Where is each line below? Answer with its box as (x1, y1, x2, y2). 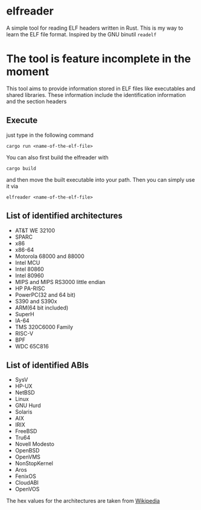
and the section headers (6, 98, 67, 105)
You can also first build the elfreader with (6, 153, 109, 161)
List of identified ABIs (6, 360, 89, 370)
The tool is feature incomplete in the (6, 52, 191, 66)
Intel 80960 (14, 271, 44, 279)
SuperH (14, 310, 34, 317)
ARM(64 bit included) (14, 304, 69, 311)
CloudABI (14, 479, 39, 486)
